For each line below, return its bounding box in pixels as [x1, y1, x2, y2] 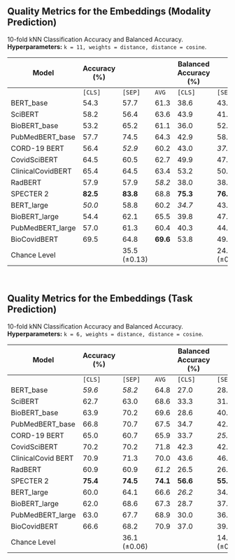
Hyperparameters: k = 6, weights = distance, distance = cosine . [7, 329, 204, 338]
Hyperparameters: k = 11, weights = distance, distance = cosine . [7, 42, 207, 51]
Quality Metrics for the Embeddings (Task [7, 293, 193, 305]
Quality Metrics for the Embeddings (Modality [7, 6, 211, 17]
